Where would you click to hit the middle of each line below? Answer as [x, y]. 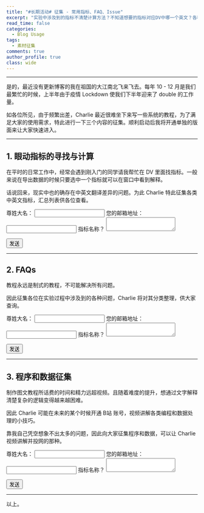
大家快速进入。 [41, 130]
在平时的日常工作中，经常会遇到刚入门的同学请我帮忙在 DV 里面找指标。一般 [102, 172]
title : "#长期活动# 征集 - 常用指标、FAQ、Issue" [65, 12]
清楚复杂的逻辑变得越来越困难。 [46, 400]
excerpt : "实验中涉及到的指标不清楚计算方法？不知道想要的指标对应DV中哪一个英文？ [100, 18]
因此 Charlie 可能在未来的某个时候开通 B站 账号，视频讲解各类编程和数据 [97, 413]
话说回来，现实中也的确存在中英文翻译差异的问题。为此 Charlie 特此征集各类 [102, 192]
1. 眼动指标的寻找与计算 [50, 156]
